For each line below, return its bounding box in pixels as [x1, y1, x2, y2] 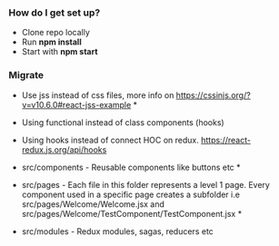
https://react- [200, 134, 252, 145]
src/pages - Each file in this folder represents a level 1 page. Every [21, 179, 270, 190]
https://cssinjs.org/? [175, 89, 251, 101]
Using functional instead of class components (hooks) [21, 116, 224, 128]
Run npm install [21, 36, 83, 47]
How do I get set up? [8, 6, 101, 19]
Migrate [8, 69, 45, 82]
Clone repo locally [21, 27, 90, 38]
